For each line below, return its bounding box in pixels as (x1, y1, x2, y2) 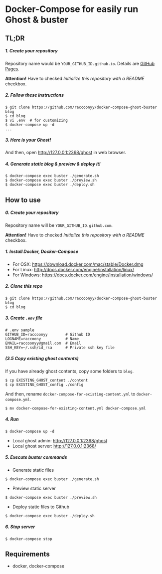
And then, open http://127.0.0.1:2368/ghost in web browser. (5, 150, 126, 156)
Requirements (5, 550, 50, 558)
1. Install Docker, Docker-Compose (5, 248, 79, 255)
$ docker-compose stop (5, 536, 52, 542)
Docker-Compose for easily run (5, 3, 139, 15)
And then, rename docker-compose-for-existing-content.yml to (5, 390, 136, 397)
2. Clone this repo (5, 283, 43, 289)
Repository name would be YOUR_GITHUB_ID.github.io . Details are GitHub (5, 60, 155, 66)
